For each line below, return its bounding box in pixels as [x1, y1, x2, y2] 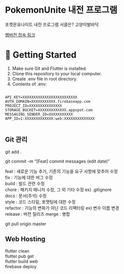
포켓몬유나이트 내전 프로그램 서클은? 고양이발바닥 [5, 21, 99, 27]
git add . [5, 148, 22, 154]
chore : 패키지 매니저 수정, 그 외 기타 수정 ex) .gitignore [5, 187, 112, 192]
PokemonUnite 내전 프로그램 [5, 4, 118, 16]
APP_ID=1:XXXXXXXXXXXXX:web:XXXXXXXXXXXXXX [5, 116, 95, 121]
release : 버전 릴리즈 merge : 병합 [5, 211, 70, 217]
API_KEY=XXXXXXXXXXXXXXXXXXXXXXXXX [5, 95, 78, 100]
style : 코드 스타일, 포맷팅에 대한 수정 [5, 199, 76, 205]
